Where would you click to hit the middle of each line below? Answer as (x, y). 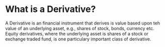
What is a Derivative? (51, 9)
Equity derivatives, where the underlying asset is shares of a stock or (77, 33)
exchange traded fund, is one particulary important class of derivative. (78, 39)
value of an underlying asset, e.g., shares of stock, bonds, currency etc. (80, 28)
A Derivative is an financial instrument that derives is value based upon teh (82, 23)
